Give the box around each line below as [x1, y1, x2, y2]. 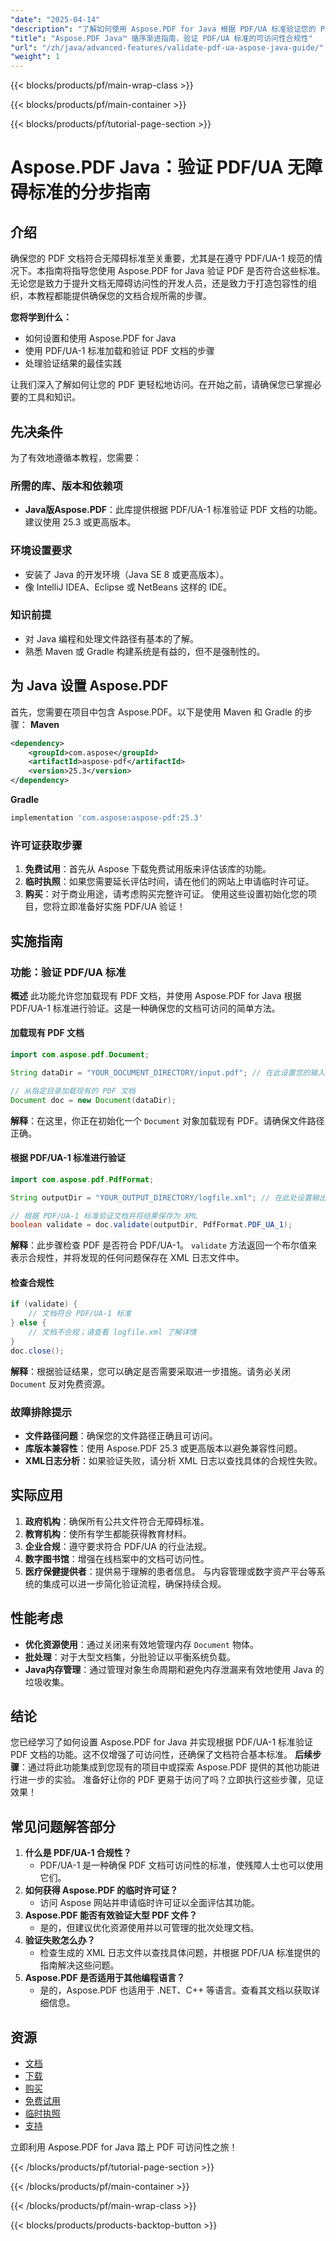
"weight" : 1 [10, 52, 60, 62]
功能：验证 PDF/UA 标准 [10, 965, 127, 979]
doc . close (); [10, 1346, 65, 1356]
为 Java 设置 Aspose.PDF [10, 677, 169, 695]
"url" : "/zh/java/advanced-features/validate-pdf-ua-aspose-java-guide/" [10, 42, 325, 53]
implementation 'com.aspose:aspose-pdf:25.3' [10, 813, 203, 823]
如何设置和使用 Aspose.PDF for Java [24, 332, 177, 345]
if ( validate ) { [10, 1299, 78, 1310]
